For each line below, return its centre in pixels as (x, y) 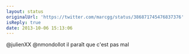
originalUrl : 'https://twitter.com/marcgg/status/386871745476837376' (95, 17)
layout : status (25, 11)
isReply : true (24, 22)
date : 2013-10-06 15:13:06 (39, 28)
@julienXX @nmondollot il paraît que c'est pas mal (68, 45)
